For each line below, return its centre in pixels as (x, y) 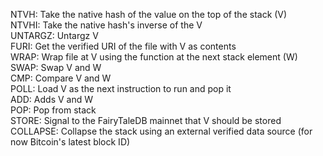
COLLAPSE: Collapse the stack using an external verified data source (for (161, 131)
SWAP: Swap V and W (56, 67)
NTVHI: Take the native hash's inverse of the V (106, 25)
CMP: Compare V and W (61, 78)
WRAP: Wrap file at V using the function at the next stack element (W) (154, 57)
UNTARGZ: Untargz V (54, 35)
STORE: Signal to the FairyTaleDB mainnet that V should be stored (146, 120)
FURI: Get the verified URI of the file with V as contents (123, 46)
